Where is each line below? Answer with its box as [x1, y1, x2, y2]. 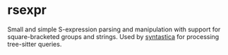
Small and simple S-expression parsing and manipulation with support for [7, 25, 221, 33]
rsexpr [7, 2, 47, 18]
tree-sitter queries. [7, 40, 62, 48]
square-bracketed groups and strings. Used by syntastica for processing [7, 32, 220, 40]
